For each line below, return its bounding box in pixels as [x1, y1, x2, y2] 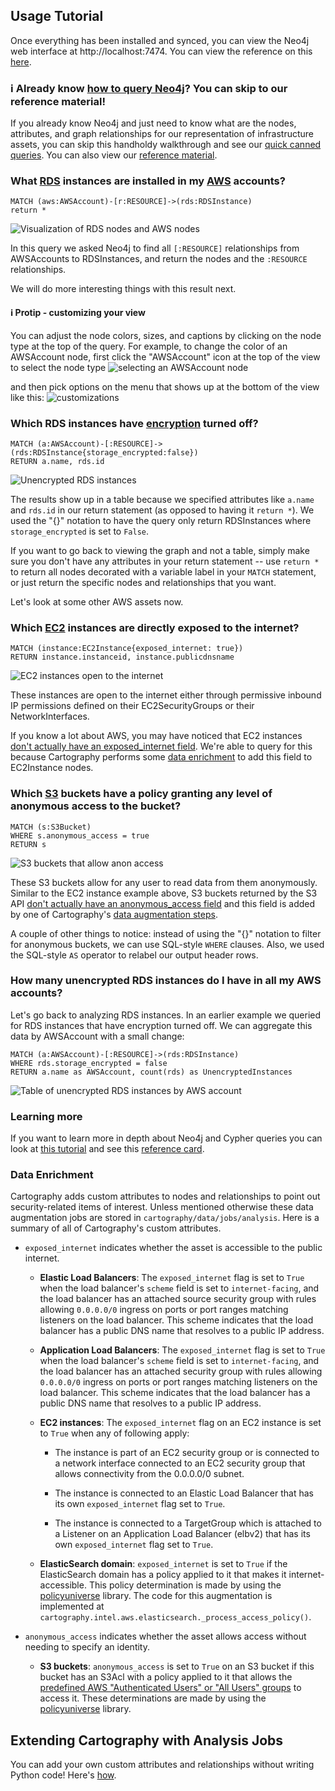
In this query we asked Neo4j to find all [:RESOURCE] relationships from [10, 242, 300, 254]
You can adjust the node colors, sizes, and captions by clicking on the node [10, 329, 322, 341]
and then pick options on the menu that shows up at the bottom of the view [10, 380, 320, 393]
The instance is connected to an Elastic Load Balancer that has [54, 1487, 314, 1499]
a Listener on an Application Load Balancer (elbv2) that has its [54, 1528, 311, 1540]
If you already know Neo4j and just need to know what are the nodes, [10, 117, 297, 129]
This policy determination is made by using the [88, 1579, 282, 1591]
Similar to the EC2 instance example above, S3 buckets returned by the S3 [10, 887, 318, 899]
